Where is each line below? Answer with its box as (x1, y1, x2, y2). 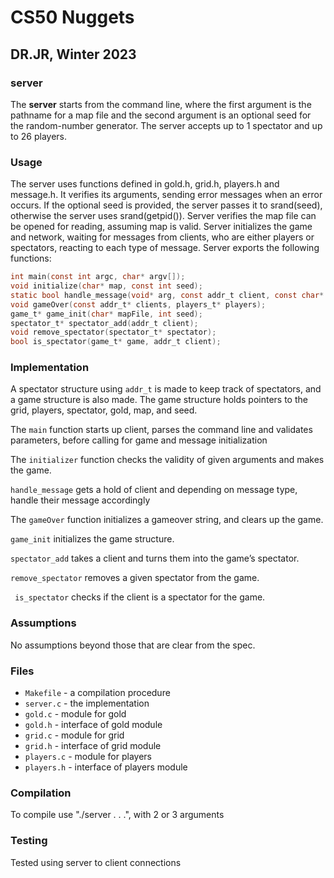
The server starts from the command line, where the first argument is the (10, 98, 312, 110)
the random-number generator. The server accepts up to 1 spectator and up (10, 119, 323, 131)
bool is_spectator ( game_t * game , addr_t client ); (10, 337, 222, 347)
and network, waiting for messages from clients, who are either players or (10, 231, 315, 243)
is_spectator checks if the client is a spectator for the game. (14, 591, 266, 603)
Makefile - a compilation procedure (24, 687, 171, 699)
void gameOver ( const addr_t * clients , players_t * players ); (10, 299, 267, 310)
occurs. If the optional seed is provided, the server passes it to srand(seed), (10, 199, 323, 211)
